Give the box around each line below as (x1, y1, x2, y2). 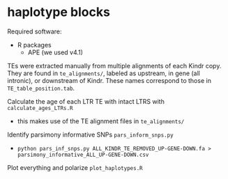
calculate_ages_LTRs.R (7, 104, 73, 111)
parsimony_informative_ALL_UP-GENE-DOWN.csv (17, 151, 149, 158)
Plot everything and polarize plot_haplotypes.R (7, 163, 143, 171)
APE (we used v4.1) (27, 48, 84, 56)
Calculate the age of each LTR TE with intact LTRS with (7, 97, 165, 105)
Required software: (7, 27, 62, 36)
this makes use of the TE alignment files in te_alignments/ (17, 116, 185, 125)
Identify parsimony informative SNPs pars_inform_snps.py (7, 130, 174, 139)
